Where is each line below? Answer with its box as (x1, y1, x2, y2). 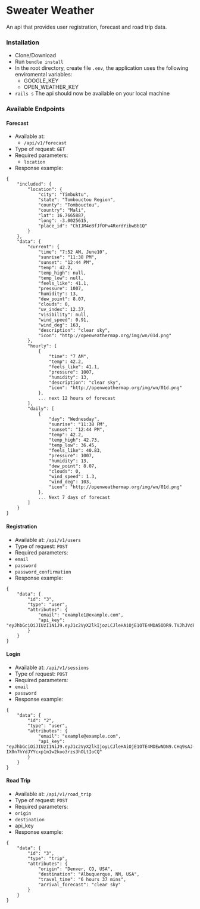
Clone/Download (14, 52, 57, 59)
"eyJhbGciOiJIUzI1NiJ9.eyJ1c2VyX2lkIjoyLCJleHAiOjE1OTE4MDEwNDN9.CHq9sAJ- (6, 744, 196, 750)
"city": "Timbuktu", (37, 192, 89, 198)
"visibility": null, (37, 312, 89, 318)
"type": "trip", (27, 855, 68, 861)
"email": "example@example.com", (37, 733, 121, 739)
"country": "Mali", (37, 207, 86, 214)
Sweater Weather (6, 4, 95, 17)
